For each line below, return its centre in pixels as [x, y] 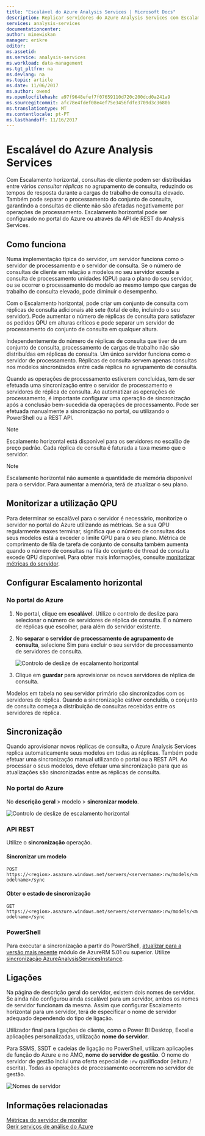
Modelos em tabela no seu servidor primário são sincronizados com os [95, 693]
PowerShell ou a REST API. [40, 418]
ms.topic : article [30, 80]
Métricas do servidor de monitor [47, 1120]
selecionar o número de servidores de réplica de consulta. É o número [103, 620]
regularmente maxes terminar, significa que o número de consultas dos [96, 531]
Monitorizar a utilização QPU [62, 504]
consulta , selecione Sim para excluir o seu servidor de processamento [104, 645]
